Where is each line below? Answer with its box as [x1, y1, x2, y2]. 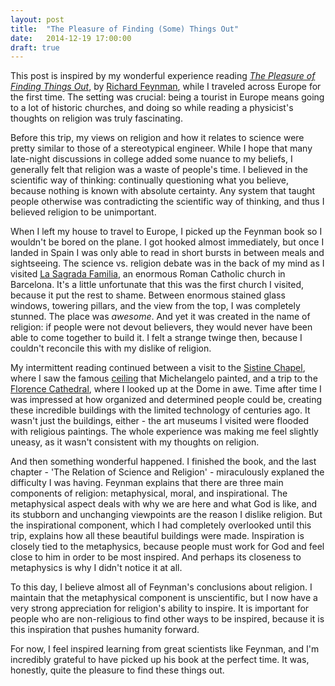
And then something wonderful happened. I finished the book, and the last [10, 456, 317, 468]
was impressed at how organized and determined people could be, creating [10, 394, 323, 406]
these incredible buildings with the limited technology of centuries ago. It [10, 404, 311, 416]
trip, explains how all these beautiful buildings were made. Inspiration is [10, 530, 305, 542]
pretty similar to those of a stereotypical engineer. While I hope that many [10, 142, 313, 155]
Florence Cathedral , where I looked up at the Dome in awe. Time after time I [10, 383, 322, 395]
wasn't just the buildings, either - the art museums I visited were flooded [10, 415, 310, 427]
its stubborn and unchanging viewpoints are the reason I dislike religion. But [10, 509, 323, 521]
